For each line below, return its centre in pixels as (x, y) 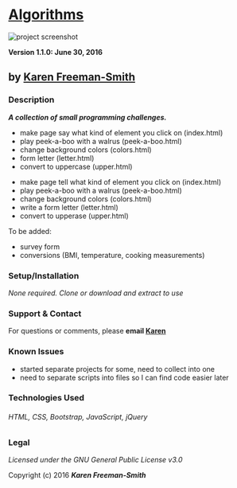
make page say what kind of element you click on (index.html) (121, 132)
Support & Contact (45, 314)
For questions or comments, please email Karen (87, 331)
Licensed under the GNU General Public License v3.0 (95, 460)
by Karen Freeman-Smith (72, 77)
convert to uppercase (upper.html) (76, 166)
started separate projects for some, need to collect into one (117, 369)
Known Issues (36, 352)
